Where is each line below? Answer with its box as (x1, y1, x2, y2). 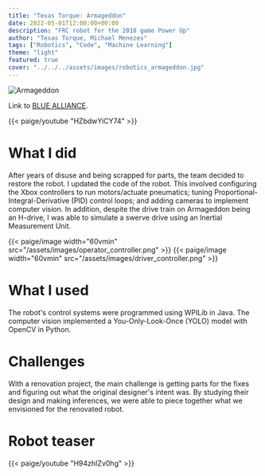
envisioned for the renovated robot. (8, 404, 125, 414)
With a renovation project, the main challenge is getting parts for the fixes (8, 379, 249, 388)
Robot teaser (8, 431, 95, 450)
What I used (8, 281, 89, 299)
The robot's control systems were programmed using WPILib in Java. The (8, 307, 250, 317)
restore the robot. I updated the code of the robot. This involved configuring (8, 178, 257, 188)
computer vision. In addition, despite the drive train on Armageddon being (8, 204, 251, 213)
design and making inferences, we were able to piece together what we (8, 396, 243, 405)
